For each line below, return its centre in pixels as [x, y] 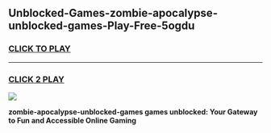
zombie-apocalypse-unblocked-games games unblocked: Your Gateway [133, 111]
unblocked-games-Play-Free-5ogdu [102, 26]
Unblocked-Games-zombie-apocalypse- [113, 13]
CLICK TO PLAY [40, 49]
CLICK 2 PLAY [36, 79]
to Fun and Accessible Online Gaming [73, 120]
